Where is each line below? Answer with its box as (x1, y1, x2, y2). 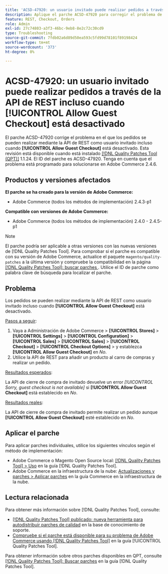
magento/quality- (125, 254, 162, 260)
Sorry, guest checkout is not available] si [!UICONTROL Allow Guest (5, 384, 146, 390)
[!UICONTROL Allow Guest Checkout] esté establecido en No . (5, 414, 135, 420)
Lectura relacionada (5, 493, 69, 502)
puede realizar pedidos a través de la (5, 86, 161, 97)
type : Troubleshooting (5, 31, 52, 36)
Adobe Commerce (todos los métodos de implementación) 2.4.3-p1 (12, 199, 151, 205)
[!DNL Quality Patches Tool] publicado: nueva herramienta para (12, 516, 143, 522)
